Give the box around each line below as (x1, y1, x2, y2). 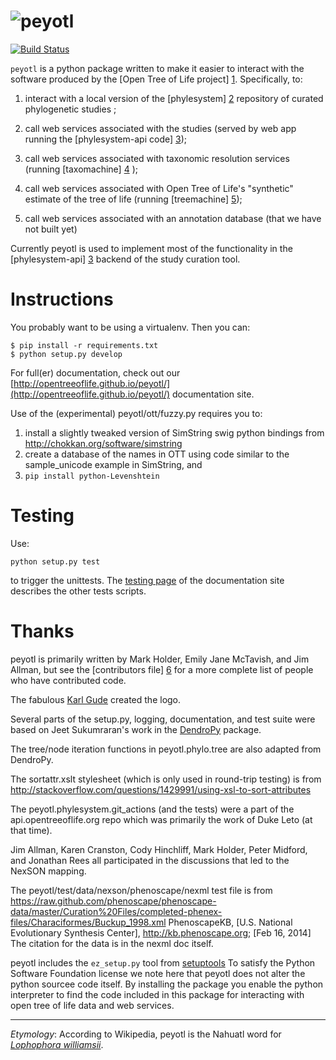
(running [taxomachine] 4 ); (24, 163, 138, 175)
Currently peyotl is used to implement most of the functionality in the (10, 242, 293, 254)
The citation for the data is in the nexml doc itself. (10, 937, 214, 949)
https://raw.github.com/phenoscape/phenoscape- (10, 895, 217, 907)
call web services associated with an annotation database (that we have (24, 212, 322, 224)
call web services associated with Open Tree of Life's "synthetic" (24, 182, 294, 194)
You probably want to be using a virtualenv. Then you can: (10, 321, 251, 333)
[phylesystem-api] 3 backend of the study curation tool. (10, 253, 241, 265)
